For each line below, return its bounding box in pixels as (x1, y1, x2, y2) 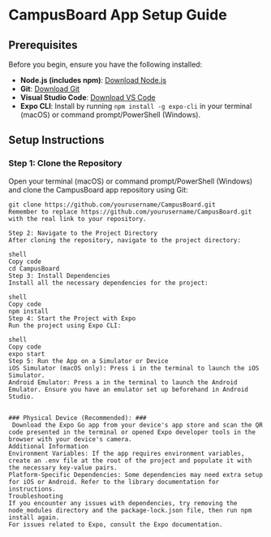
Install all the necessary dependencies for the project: (8, 279, 209, 287)
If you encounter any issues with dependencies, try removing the (8, 499, 238, 507)
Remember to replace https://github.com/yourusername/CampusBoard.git (8, 207, 252, 216)
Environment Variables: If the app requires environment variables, (8, 449, 245, 457)
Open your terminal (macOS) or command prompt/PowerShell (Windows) (8, 176, 253, 186)
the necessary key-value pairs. (8, 463, 118, 472)
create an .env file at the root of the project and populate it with (8, 457, 252, 465)
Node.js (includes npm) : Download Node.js (19, 76, 167, 84)
